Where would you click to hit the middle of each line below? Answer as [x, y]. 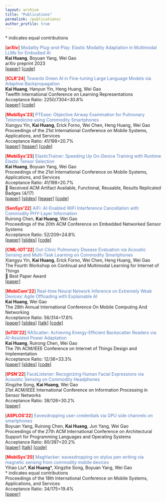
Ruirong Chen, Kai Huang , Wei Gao [41, 219]
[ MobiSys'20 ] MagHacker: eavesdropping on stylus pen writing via [75, 457]
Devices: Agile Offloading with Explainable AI [51, 296]
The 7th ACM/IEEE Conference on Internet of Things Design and [71, 349]
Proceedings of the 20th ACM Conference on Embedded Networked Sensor [83, 224]
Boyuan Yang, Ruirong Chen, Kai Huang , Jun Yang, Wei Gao [67, 426]
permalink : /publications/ [33, 19]
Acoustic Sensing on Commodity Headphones [53, 379]
